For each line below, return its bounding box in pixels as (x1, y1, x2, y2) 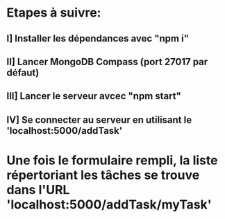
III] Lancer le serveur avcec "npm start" (6, 90, 182, 102)
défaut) (6, 67, 40, 78)
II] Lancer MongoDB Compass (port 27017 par (6, 55, 208, 67)
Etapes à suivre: (6, 5, 101, 21)
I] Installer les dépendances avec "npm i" (6, 33, 189, 44)
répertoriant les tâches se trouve (6, 167, 200, 183)
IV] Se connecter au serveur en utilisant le (6, 114, 192, 125)
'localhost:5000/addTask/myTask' (6, 196, 212, 212)
